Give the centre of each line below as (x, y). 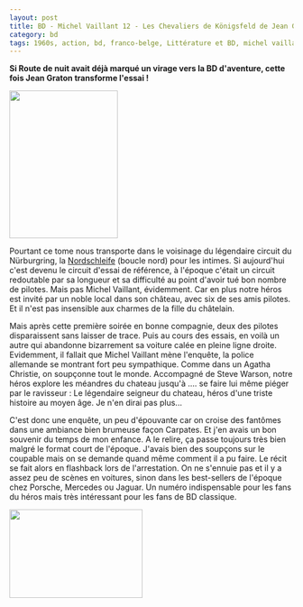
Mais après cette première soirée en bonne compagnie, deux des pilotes (144, 326)
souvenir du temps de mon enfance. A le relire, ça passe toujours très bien (148, 439)
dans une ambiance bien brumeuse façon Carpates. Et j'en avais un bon (143, 430)
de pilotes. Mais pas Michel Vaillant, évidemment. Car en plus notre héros (146, 290)
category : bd (34, 34)
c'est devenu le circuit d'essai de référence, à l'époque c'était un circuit (142, 271)
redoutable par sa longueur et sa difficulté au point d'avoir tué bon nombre (148, 280)
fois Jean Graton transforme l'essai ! (79, 78)
